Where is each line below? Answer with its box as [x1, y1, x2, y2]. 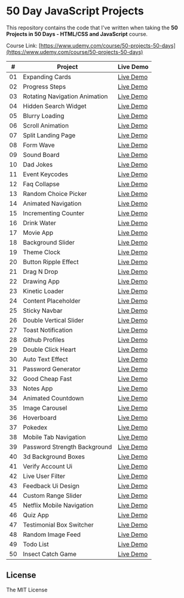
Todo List [23, 540, 49, 548]
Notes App [23, 384, 53, 392]
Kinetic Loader [23, 286, 64, 295]
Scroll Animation [23, 121, 69, 129]
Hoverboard [23, 413, 57, 422]
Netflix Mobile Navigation [23, 501, 94, 509]
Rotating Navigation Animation [23, 92, 108, 100]
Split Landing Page [23, 131, 76, 139]
